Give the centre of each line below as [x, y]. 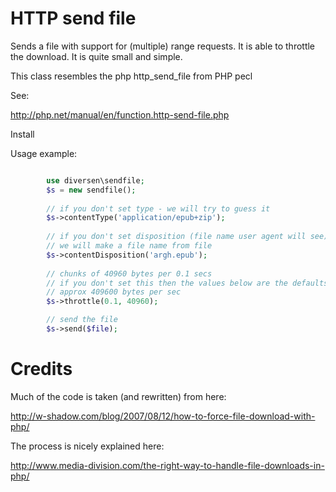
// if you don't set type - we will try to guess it [158, 208]
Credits [41, 369]
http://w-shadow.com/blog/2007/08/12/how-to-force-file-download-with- [163, 416]
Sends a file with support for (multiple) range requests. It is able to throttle [163, 46]
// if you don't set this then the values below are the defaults [187, 283]
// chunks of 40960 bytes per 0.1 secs [129, 273]
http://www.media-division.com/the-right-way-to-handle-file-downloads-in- [167, 465]
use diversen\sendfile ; [95, 180]
